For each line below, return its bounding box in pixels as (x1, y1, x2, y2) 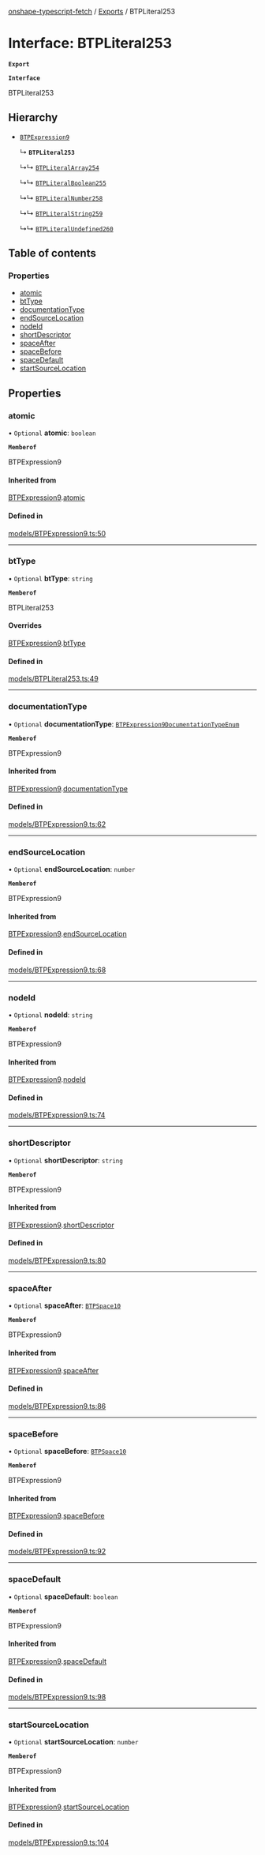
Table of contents (8, 246, 96, 260)
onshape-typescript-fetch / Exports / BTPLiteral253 (8, 7, 176, 16)
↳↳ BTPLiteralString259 (19, 208, 103, 218)
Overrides (8, 621, 42, 630)
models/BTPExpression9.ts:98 (8, 1692, 106, 1702)
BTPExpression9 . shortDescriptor (8, 1220, 114, 1230)
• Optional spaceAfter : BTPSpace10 (8, 1301, 121, 1310)
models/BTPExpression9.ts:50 (8, 528, 106, 538)
